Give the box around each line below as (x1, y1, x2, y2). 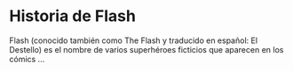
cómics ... (9, 53, 45, 64)
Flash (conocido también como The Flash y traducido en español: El (9, 35, 258, 46)
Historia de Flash (9, 6, 136, 26)
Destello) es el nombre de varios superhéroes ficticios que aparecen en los (9, 44, 284, 54)
